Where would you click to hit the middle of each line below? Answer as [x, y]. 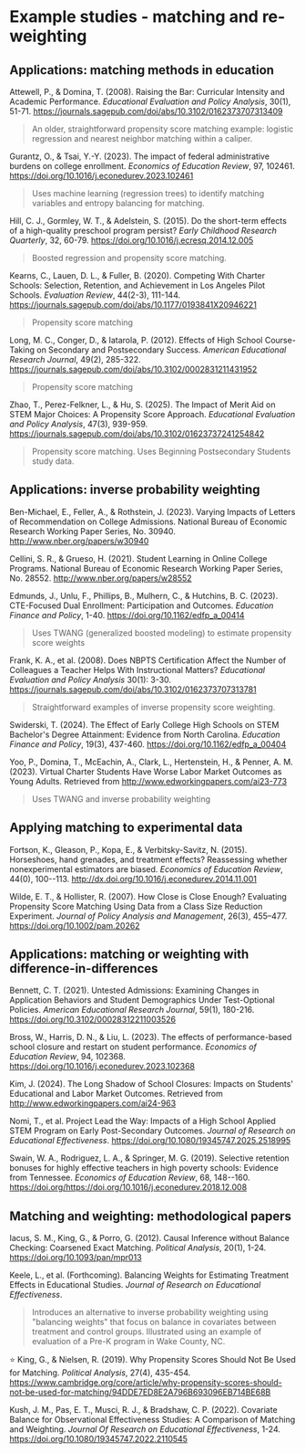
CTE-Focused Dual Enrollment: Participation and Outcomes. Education [142, 605]
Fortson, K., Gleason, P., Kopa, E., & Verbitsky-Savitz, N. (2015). [128, 849]
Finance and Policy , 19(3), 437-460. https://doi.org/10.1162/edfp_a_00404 [148, 744]
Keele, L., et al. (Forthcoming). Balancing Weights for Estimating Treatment [149, 1275]
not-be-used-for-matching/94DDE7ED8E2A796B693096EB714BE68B [140, 1392]
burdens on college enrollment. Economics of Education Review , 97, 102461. [152, 166]
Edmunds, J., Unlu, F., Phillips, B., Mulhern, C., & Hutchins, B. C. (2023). [144, 595]
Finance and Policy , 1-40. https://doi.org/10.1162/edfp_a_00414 [127, 615]
